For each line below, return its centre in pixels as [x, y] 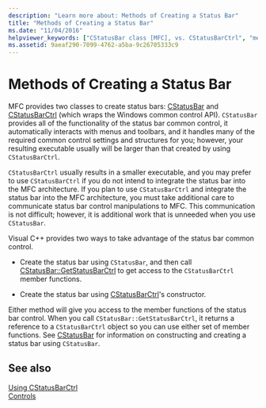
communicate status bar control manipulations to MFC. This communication [132, 206]
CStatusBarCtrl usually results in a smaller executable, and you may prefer [130, 172]
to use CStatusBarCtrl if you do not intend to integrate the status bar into [127, 181]
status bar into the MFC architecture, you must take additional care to [122, 198]
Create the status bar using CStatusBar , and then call [106, 262]
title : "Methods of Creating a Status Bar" [81, 23]
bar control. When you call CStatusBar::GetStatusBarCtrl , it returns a [122, 318]
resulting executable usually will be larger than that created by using [120, 148]
